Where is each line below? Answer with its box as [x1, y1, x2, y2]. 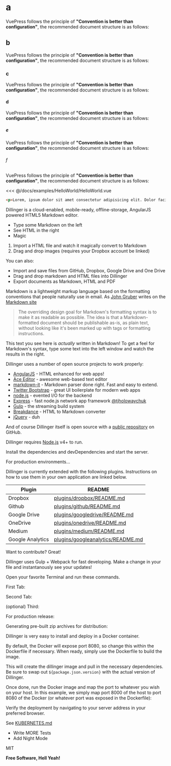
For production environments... [6, 459, 71, 465]
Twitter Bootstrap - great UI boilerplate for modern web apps [13, 387, 141, 393]
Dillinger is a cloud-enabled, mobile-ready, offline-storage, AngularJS [6, 207, 151, 213]
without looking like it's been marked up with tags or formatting [18, 325, 151, 331]
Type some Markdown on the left [13, 222, 83, 228]
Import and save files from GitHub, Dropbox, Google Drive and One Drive [13, 268, 165, 274]
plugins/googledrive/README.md [53, 511, 134, 518]
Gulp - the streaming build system [13, 403, 85, 409]
